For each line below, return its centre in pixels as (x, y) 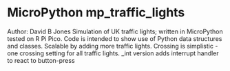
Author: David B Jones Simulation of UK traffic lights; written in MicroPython (115, 31)
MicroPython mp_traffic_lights (96, 13)
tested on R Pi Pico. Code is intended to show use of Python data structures (115, 38)
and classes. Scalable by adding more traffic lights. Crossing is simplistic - (113, 46)
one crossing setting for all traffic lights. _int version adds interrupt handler (113, 53)
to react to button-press (41, 60)
